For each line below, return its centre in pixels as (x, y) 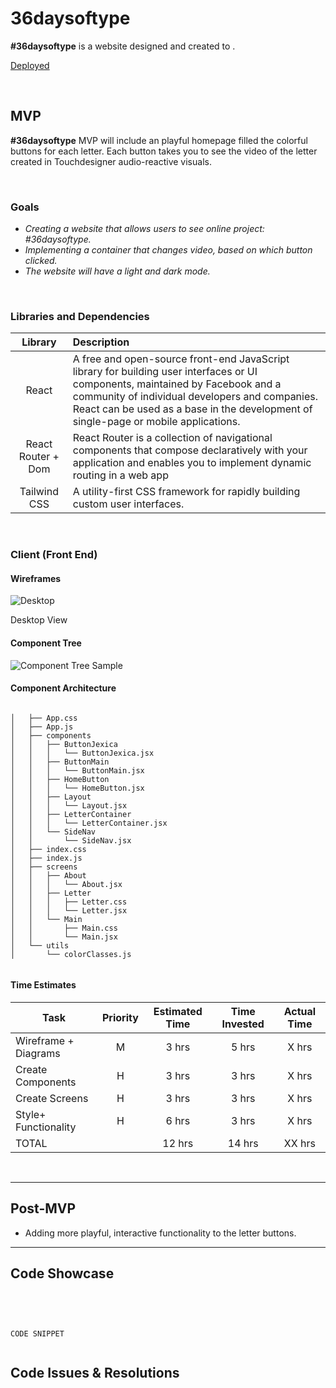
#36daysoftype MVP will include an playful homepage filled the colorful (159, 140)
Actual (300, 1012)
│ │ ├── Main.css (64, 928)
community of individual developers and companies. (195, 397)
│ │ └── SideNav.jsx (71, 840)
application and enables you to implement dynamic (192, 463)
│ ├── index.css (48, 849)
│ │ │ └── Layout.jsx (69, 805)
